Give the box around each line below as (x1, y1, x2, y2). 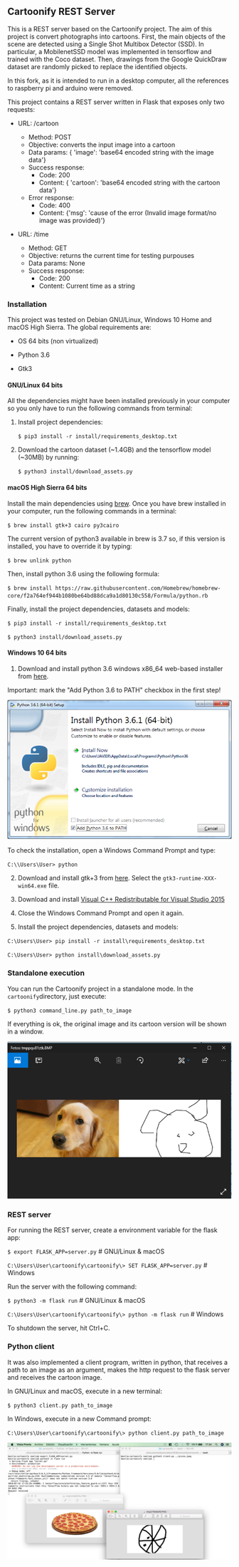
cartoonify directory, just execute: (7, 991, 107, 1000)
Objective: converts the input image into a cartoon (28, 140, 176, 149)
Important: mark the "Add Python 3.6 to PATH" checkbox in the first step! (7, 685, 221, 694)
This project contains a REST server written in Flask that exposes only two (7, 98, 225, 106)
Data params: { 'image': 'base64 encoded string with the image (28, 147, 215, 156)
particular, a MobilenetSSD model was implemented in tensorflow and (7, 47, 212, 56)
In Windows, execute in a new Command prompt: (7, 1414, 152, 1423)
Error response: (28, 193, 75, 202)
